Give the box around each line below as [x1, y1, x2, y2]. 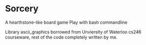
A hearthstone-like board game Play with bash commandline [5, 19, 128, 25]
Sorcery [5, 3, 39, 14]
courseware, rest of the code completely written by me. [5, 34, 118, 40]
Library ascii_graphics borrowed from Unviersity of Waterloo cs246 [5, 29, 142, 35]
